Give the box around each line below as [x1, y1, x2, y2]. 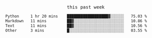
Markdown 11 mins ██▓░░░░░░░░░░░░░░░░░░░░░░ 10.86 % [5, 18, 147, 23]
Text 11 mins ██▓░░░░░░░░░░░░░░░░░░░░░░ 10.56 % [5, 23, 147, 28]
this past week [66, 5, 105, 10]
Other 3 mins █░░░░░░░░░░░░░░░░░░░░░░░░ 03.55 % [5, 28, 147, 33]
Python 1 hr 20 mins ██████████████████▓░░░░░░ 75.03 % [5, 14, 147, 19]
